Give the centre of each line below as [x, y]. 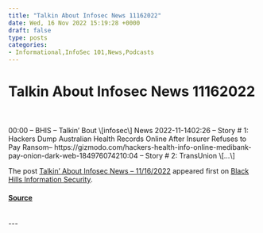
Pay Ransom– [31, 147]
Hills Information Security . [50, 179]
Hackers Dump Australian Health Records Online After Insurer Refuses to [128, 139]
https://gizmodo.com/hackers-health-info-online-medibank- [153, 147]
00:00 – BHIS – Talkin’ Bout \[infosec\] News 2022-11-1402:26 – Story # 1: [128, 130]
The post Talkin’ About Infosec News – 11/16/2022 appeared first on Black [129, 170]
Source [21, 197]
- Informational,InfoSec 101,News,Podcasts [81, 52]
